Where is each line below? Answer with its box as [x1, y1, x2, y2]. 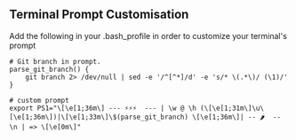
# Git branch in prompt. [9, 57, 101, 66]
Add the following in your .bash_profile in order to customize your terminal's [9, 30, 287, 41]
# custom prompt [9, 96, 69, 105]
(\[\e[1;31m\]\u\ [199, 104, 265, 113]
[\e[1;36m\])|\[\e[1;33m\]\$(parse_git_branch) [9, 113, 189, 121]
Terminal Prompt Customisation [9, 7, 189, 22]
